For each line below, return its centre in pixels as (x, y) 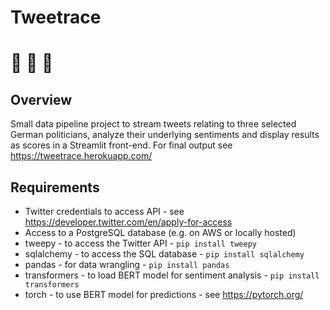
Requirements (55, 187)
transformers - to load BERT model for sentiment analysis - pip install (172, 275)
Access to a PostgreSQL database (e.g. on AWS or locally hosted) (160, 232)
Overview (41, 99)
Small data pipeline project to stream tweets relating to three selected (153, 124)
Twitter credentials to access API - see (104, 211)
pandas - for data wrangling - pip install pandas (127, 264)
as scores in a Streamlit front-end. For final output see (121, 145)
